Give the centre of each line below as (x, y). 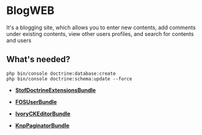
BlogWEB (31, 11)
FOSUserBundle (36, 102)
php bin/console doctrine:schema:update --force (69, 79)
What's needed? (38, 59)
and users (19, 40)
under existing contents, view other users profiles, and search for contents (100, 33)
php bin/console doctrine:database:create (61, 74)
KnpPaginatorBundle (42, 125)
